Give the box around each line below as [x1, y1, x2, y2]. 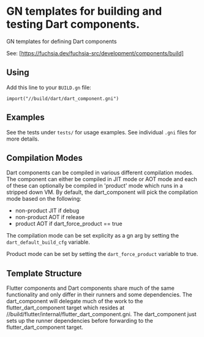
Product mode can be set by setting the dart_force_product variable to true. [6, 250, 198, 258]
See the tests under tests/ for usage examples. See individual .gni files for [6, 128, 197, 136]
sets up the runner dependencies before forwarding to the [6, 317, 153, 325]
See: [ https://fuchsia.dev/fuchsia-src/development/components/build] [6, 49, 184, 56]
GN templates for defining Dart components [6, 37, 117, 45]
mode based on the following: [6, 195, 81, 203]
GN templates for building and [6, 4, 162, 18]
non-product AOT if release [15, 214, 85, 221]
